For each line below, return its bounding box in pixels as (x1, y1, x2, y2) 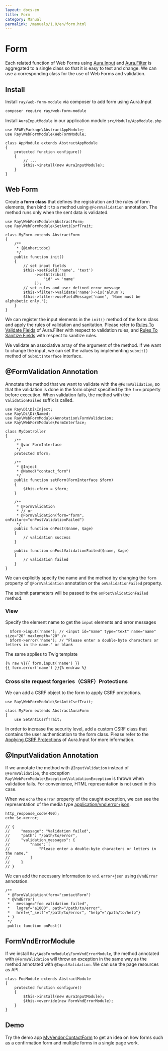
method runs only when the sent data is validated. (5, 209, 109, 215)
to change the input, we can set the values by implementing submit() (5, 347, 148, 353)
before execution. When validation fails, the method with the (5, 392, 130, 398)
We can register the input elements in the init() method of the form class (5, 316, 158, 322)
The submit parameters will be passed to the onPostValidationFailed (5, 590, 148, 596)
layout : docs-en (5, 7, 39, 13)
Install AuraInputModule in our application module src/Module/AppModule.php (5, 117, 162, 124)
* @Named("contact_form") (16, 468, 71, 474)
